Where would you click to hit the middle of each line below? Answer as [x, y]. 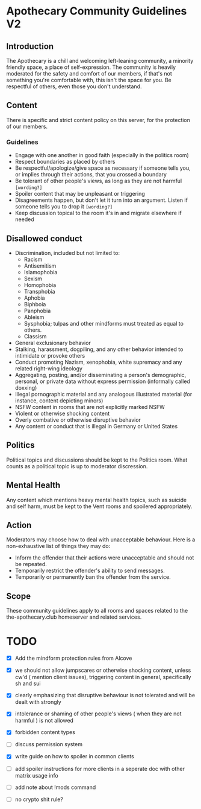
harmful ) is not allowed [44, 721]
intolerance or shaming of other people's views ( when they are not [98, 714]
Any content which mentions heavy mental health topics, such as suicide [97, 500]
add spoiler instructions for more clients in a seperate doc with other [100, 769]
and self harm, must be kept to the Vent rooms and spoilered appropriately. [99, 506]
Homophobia [40, 285]
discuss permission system [49, 744]
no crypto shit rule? [39, 799]
